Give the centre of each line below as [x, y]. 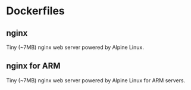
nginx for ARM [33, 66]
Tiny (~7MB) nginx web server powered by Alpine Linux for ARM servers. [96, 80]
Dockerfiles [36, 11]
